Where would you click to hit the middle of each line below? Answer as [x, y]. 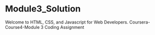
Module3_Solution [43, 9]
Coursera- [140, 22]
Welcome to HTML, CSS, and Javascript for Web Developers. [67, 22]
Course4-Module [22, 27]
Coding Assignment [65, 27]
